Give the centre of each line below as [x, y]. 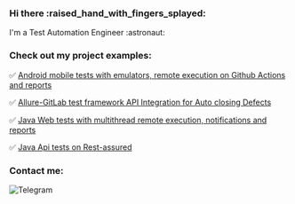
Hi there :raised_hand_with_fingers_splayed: [108, 13]
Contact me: [36, 170]
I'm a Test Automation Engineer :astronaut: [88, 33]
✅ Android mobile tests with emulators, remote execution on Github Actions [147, 75]
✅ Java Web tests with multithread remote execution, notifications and [138, 120]
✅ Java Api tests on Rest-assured [71, 147]
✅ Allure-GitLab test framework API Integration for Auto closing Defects [140, 102]
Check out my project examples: [81, 56]
